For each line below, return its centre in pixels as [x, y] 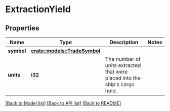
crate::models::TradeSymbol [66, 51]
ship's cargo [120, 84]
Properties [22, 28]
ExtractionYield [38, 9]
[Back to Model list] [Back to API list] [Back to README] [63, 103]
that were [117, 72]
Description [124, 42]
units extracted [123, 65]
